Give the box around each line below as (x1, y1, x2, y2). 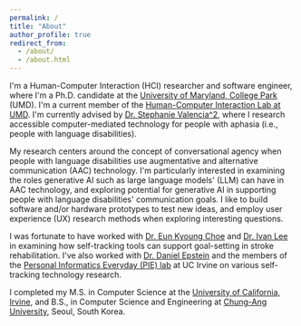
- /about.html (17, 55, 71, 64)
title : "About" (9, 22, 67, 31)
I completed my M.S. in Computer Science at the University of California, (9, 287, 281, 297)
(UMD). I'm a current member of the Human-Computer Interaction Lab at (9, 100, 281, 110)
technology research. (42, 269, 122, 280)
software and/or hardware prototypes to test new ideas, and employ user (9, 204, 283, 214)
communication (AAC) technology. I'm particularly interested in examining (9, 165, 286, 176)
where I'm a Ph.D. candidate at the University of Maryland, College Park (9, 90, 278, 101)
